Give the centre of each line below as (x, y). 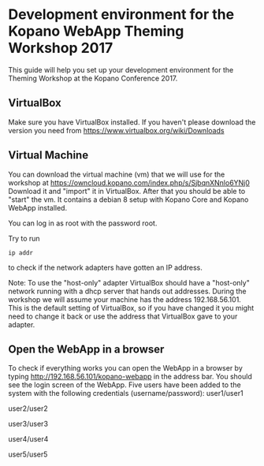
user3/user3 (28, 424)
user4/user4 (28, 439)
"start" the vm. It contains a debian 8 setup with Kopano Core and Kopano (128, 199)
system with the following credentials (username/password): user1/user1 (126, 393)
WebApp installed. (38, 207)
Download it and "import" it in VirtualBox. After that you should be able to (127, 191)
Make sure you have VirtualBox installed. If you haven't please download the (132, 122)
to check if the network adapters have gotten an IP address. (106, 267)
